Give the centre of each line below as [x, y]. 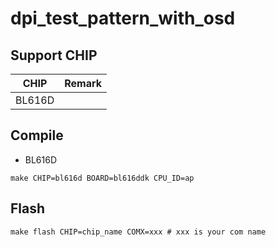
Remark [83, 83]
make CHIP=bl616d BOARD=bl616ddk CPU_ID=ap [102, 178]
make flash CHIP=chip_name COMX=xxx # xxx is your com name [138, 232]
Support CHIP [54, 55]
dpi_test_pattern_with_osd [123, 18]
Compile [37, 135]
